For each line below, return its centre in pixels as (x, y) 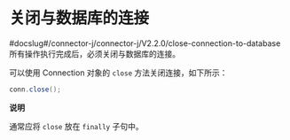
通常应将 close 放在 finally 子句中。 (76, 126)
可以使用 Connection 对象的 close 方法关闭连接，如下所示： (118, 73)
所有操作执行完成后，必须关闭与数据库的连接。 (94, 53)
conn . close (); (35, 89)
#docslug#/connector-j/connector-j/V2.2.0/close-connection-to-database (145, 43)
